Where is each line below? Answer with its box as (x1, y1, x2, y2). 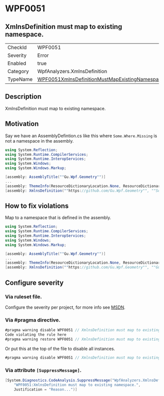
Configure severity (5, 278, 64, 287)
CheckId (7, 44, 27, 50)
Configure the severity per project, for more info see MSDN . (5, 304, 125, 310)
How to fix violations (5, 201, 69, 210)
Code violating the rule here (5, 332, 67, 337)
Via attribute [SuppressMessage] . (5, 367, 82, 373)
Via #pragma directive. (5, 317, 61, 323)
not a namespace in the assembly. (5, 138, 74, 144)
